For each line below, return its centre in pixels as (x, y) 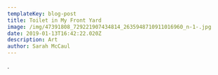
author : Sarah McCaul (39, 46)
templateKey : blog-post (42, 14)
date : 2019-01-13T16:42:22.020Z (54, 33)
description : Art (33, 40)
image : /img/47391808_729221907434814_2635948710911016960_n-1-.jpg (109, 27)
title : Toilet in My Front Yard (54, 20)
